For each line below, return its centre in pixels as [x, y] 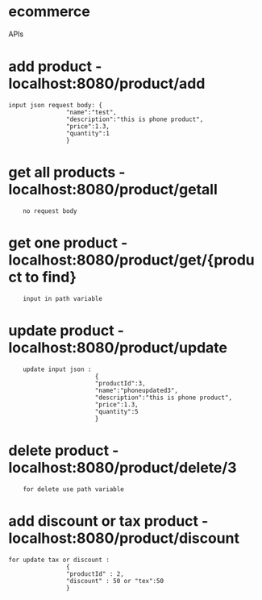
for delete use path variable [74, 489]
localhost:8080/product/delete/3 [123, 467]
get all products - [67, 173]
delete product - [64, 450]
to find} [51, 277]
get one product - [68, 243]
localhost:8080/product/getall [113, 190]
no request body [50, 211]
